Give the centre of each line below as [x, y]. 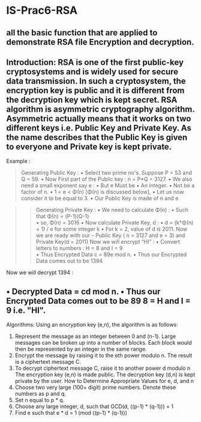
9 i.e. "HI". [26, 310]
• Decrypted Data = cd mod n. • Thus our [83, 291]
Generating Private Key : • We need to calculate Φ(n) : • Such [112, 210]
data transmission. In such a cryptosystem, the [96, 81]
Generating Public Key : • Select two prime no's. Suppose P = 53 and [106, 173]
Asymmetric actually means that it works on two [99, 119]
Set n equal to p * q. [40, 400]
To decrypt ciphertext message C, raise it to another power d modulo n [103, 368]
